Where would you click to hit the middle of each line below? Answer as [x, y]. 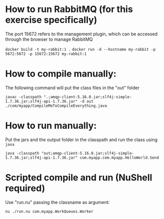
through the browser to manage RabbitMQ [49, 39]
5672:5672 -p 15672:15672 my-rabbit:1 [46, 54]
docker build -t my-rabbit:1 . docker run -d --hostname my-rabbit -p [80, 49]
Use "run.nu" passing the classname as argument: [58, 202]
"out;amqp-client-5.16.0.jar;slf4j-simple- [88, 153]
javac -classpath [23, 97]
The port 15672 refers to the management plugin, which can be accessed [81, 34]
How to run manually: [51, 126]
